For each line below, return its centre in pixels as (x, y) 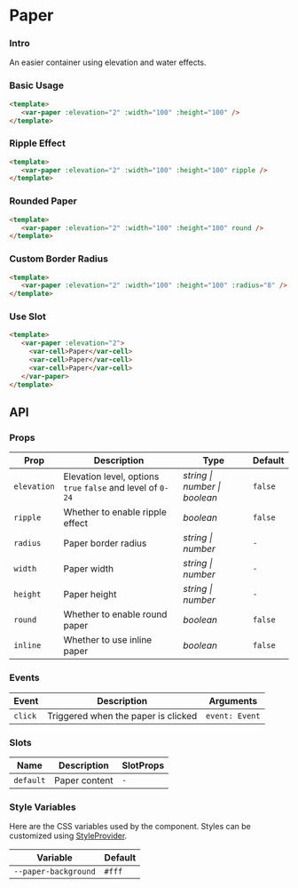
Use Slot (27, 316)
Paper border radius (105, 543)
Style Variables (43, 807)
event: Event (233, 716)
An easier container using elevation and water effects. (108, 62)
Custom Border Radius (59, 259)
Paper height (90, 595)
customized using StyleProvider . (68, 836)
